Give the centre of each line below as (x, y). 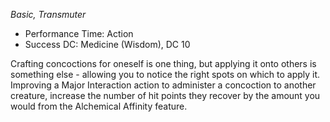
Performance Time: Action (79, 33)
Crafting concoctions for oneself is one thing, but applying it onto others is (163, 63)
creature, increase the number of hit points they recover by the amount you (165, 95)
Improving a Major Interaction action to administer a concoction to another (163, 85)
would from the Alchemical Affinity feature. (99, 106)
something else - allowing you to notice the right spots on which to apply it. (165, 74)
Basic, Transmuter (48, 14)
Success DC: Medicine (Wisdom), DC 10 (107, 44)
